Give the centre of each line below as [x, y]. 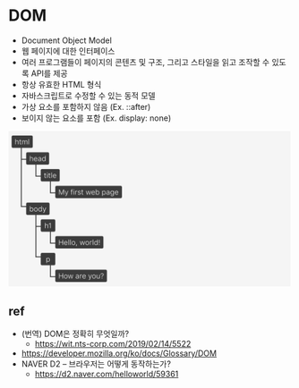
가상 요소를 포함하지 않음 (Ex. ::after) [86, 106]
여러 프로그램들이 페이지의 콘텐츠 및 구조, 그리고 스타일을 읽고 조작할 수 [145, 62]
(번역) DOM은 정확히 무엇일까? [75, 334]
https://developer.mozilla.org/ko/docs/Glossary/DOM [119, 353]
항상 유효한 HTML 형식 [61, 84]
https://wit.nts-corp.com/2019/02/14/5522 [113, 344]
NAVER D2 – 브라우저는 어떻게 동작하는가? [96, 364]
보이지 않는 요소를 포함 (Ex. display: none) [96, 118]
